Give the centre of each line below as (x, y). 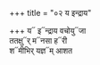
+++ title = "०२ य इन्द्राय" (50, 13)
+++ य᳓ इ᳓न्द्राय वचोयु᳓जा (48, 31)
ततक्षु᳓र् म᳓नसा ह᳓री (38, 41)
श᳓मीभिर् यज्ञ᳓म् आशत (41, 51)
